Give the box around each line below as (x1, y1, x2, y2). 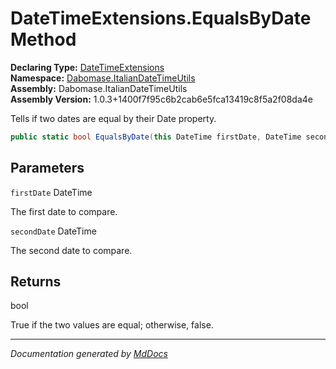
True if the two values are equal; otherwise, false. (10, 319, 214, 331)
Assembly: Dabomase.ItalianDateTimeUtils (10, 82, 188, 94)
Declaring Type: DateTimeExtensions (10, 61, 165, 73)
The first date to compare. (10, 205, 118, 217)
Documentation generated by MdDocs (10, 348, 168, 360)
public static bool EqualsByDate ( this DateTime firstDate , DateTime (10, 132, 302, 142)
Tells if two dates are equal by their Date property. (10, 112, 217, 124)
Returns (10, 273, 62, 291)
